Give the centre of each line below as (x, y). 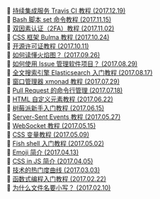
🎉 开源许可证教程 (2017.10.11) (48, 46)
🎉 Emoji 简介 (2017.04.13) (43, 152)
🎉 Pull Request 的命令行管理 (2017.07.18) (65, 91)
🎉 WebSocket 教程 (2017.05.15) (51, 126)
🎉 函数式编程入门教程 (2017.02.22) (57, 179)
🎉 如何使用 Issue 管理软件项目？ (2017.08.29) (72, 64)
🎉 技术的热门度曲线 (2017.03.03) (53, 170)
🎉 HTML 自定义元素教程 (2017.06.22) (60, 99)
